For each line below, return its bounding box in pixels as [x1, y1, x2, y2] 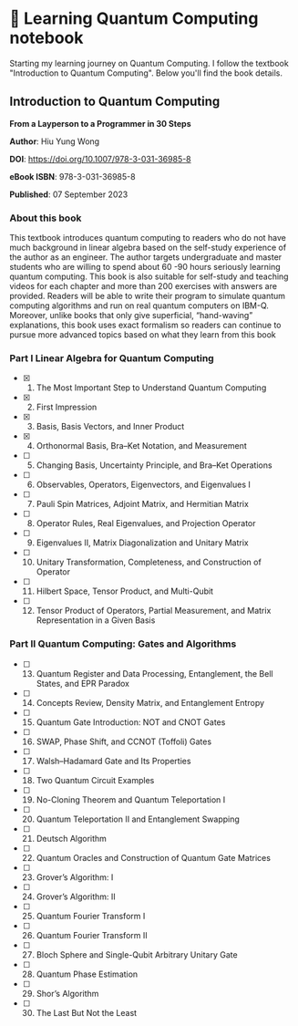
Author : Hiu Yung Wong [9, 136, 100, 147]
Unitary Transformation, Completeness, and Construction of [36, 556, 262, 568]
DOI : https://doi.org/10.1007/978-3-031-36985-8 [9, 153, 191, 164]
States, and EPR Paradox [36, 678, 130, 689]
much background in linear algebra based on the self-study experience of [9, 242, 287, 254]
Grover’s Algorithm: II [36, 891, 116, 902]
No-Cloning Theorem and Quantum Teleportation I [36, 793, 226, 805]
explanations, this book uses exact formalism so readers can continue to [9, 319, 282, 331]
